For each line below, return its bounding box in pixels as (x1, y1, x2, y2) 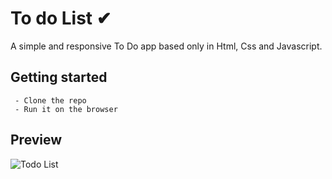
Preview (10, 132, 63, 149)
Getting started (10, 69, 108, 86)
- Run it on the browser (14, 104, 118, 114)
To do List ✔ (10, 7, 112, 30)
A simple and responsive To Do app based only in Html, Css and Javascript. (10, 40, 323, 52)
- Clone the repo (14, 95, 87, 106)
